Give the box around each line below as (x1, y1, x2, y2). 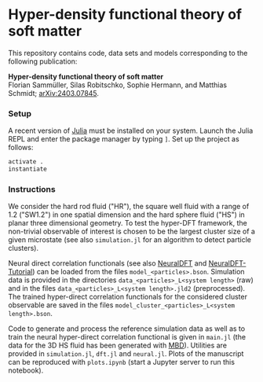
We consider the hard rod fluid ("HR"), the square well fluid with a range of (8, 202, 250, 211)
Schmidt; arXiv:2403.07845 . (8, 88, 100, 97)
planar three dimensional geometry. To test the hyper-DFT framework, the (8, 219, 247, 228)
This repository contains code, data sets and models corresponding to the (8, 48, 248, 57)
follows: (8, 143, 34, 152)
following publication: (8, 57, 78, 66)
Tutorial (8, 267, 33, 277)
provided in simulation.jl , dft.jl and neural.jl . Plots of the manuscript (8, 349, 244, 358)
